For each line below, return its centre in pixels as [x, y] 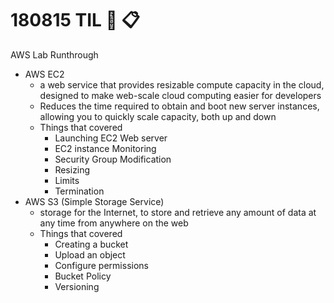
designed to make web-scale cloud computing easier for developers [180, 95]
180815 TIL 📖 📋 [75, 20]
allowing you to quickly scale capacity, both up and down [158, 116]
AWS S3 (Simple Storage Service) [94, 201]
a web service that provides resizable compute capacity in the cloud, [182, 84]
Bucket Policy [83, 276]
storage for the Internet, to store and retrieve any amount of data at [178, 212]
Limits [67, 180]
